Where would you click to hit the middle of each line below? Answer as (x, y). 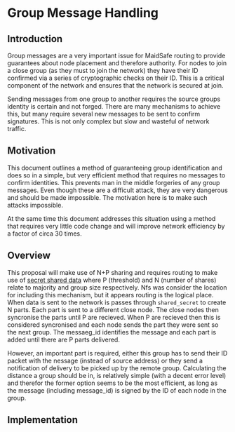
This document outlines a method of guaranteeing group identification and (115, 168)
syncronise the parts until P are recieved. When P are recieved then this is (114, 317)
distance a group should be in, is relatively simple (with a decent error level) (117, 375)
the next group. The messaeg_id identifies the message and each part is (112, 332)
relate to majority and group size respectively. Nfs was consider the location (117, 287)
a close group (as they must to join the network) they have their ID (103, 70)
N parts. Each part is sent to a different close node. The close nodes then (113, 309)
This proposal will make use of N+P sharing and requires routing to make (113, 272)
